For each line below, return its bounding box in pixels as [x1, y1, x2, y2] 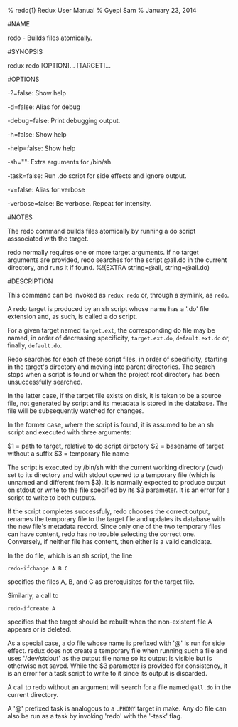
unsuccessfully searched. [7, 377, 83, 386]
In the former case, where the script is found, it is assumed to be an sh [7, 420, 215, 429]
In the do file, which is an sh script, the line [7, 551, 133, 560]
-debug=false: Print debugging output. [7, 117, 121, 125]
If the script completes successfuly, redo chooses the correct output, [7, 507, 210, 516]
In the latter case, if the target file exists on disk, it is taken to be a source [7, 392, 222, 399]
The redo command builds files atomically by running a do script [7, 227, 196, 235]
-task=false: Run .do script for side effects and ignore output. [7, 172, 187, 180]
